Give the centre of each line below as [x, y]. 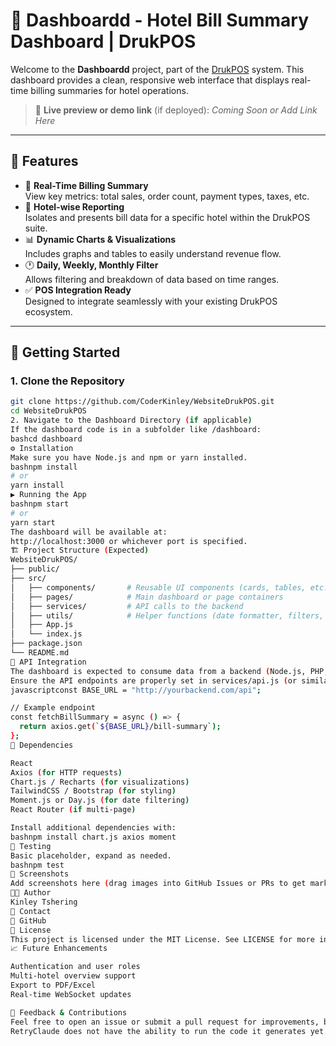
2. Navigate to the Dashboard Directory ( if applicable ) [131, 420]
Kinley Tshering [44, 902]
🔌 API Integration [48, 662]
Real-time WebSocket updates [71, 994]
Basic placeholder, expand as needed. [91, 855]
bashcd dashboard [46, 439]
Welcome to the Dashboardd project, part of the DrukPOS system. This [157, 69]
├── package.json [46, 644]
